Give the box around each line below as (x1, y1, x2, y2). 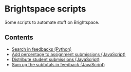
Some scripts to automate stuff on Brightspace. (4, 19, 99, 25)
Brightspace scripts (4, 3, 86, 14)
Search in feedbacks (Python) (11, 46, 72, 52)
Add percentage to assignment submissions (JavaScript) (11, 51, 126, 57)
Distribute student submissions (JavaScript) (11, 57, 100, 62)
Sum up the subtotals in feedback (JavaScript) (11, 61, 105, 67)
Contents (4, 33, 34, 42)
